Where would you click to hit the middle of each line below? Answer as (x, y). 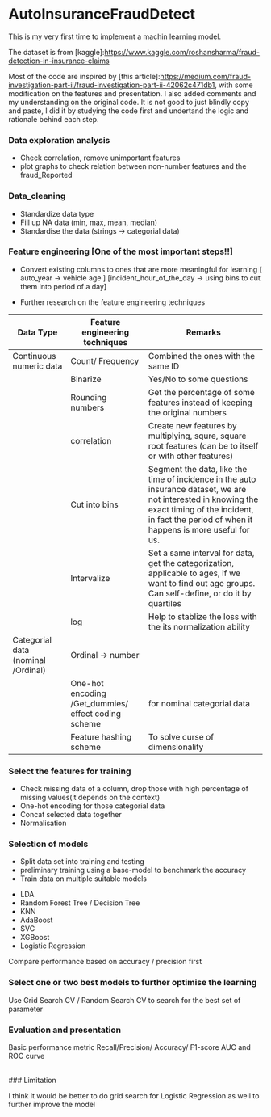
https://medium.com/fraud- (206, 76)
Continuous (34, 356)
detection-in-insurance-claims (59, 61)
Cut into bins (94, 504)
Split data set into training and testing (82, 862)
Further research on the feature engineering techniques (113, 302)
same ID (164, 366)
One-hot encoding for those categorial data (92, 806)
